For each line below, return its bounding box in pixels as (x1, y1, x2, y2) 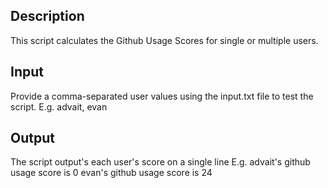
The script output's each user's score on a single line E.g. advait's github (10, 156, 311, 168)
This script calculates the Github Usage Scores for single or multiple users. (10, 34, 319, 46)
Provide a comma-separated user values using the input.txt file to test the (10, 90, 314, 102)
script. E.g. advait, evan (10, 100, 108, 113)
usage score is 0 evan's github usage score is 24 (10, 167, 213, 179)
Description (10, 8, 85, 25)
